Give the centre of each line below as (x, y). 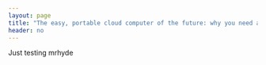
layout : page (30, 15)
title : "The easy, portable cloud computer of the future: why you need (131, 23)
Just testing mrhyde (41, 53)
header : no (26, 30)
